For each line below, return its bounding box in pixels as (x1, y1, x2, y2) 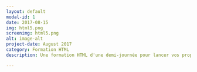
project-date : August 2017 (6, 42, 72, 47)
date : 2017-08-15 (6, 19, 49, 25)
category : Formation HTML (6, 47, 69, 53)
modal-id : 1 (6, 14, 35, 20)
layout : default (6, 8, 46, 15)
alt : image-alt (6, 36, 43, 42)
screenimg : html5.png (6, 30, 59, 36)
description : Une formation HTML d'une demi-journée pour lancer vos (6, 52, 180, 58)
